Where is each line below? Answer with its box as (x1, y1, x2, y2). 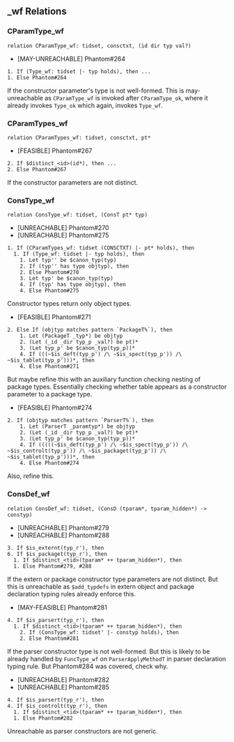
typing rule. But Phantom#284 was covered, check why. (7, 662, 169, 670)
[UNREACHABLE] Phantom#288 (17, 531, 110, 539)
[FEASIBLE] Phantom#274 (17, 403, 93, 412)
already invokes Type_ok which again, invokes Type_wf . (7, 101, 164, 109)
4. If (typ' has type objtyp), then (19, 281, 127, 288)
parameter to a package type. (7, 390, 93, 399)
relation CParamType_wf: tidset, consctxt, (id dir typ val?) (7, 42, 192, 49)
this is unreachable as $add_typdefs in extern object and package (7, 582, 195, 591)
